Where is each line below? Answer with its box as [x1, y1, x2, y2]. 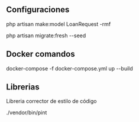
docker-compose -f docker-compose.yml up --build [6, 65, 133, 72]
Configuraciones [6, 5, 70, 15]
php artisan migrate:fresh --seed [6, 32, 86, 39]
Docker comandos [6, 49, 75, 59]
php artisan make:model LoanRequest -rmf [6, 20, 111, 27]
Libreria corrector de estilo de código [6, 98, 97, 105]
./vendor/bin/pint [6, 109, 47, 116]
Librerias [6, 82, 40, 92]
